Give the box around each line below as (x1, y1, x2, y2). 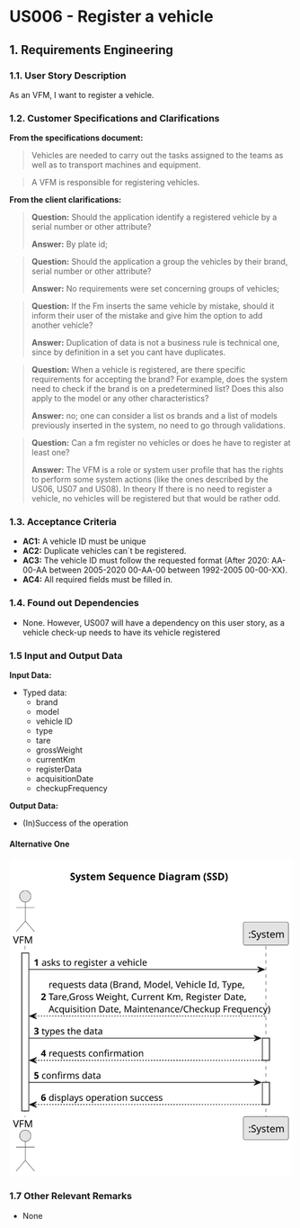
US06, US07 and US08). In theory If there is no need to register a (31, 483, 272, 494)
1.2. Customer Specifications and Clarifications (9, 112, 220, 124)
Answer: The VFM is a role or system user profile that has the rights (31, 465, 284, 475)
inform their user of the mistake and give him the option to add (31, 311, 263, 321)
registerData (35, 763, 83, 775)
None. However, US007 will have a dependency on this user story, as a (22, 617, 286, 628)
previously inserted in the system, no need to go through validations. (31, 420, 286, 431)
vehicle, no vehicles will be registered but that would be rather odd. (31, 493, 281, 504)
